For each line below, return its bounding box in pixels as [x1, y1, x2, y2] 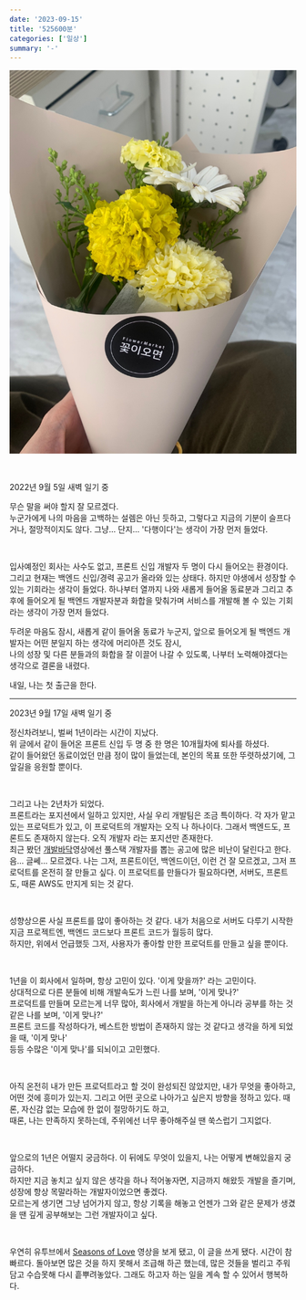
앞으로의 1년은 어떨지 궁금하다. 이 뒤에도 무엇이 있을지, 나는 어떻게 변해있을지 [9, 1152, 282, 1163]
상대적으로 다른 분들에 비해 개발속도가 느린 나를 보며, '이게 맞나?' [9, 987, 240, 998]
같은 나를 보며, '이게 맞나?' [9, 1010, 104, 1021]
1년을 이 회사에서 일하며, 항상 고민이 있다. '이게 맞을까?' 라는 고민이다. [9, 975, 257, 986]
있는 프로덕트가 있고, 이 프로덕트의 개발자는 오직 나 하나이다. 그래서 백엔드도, [9, 822, 281, 833]
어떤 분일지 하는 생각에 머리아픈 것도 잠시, [33, 637, 182, 648]
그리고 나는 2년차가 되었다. [9, 799, 105, 810]
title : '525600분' [9, 24, 77, 34]
